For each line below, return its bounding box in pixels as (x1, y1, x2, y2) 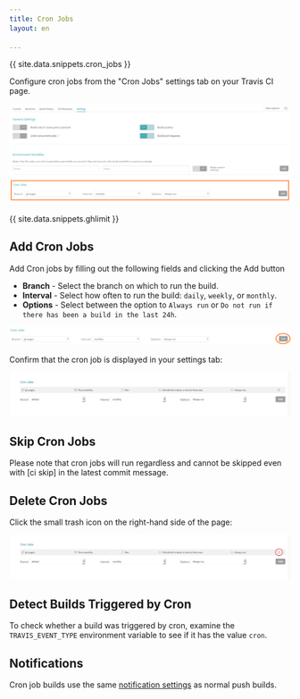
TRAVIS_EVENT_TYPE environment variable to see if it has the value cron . (9, 630, 268, 641)
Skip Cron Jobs (9, 434, 96, 449)
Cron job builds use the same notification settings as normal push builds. (9, 679, 278, 690)
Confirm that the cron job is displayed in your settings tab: (9, 354, 223, 366)
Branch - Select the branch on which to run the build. (21, 280, 219, 291)
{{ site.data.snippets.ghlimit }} (9, 214, 120, 223)
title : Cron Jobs (9, 14, 74, 23)
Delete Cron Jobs (9, 493, 108, 509)
